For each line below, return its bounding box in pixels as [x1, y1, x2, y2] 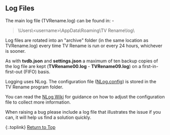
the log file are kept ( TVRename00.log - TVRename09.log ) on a [5, 63, 141, 69]
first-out [5, 69, 23, 75]
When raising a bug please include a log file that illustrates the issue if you [5, 109, 161, 115]
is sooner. [5, 48, 26, 54]
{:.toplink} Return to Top [5, 124, 56, 130]
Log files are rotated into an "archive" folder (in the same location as [5, 37, 149, 43]
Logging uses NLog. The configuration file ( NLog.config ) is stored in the [5, 78, 157, 84]
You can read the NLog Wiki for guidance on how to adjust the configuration [5, 93, 165, 99]
